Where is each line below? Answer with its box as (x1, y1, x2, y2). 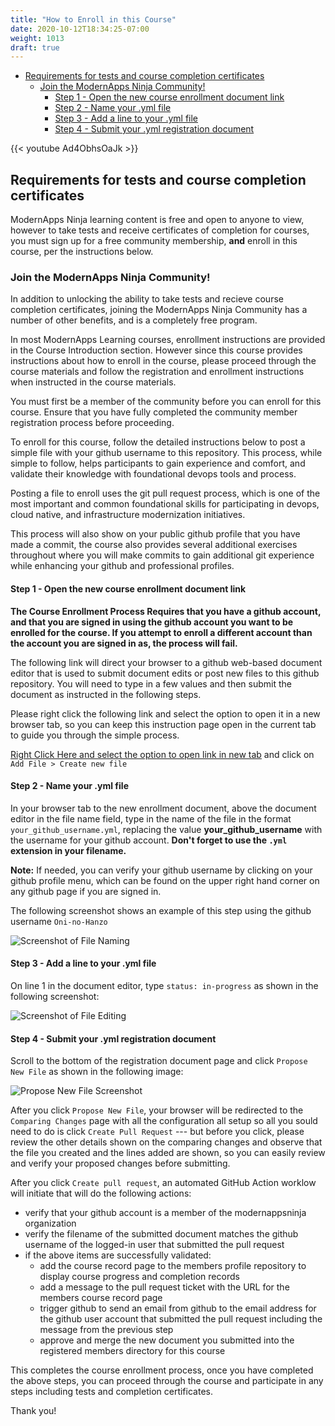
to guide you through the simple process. (10, 729, 180, 741)
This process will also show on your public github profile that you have (10, 528, 301, 540)
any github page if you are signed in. (10, 885, 162, 897)
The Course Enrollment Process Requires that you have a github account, (10, 605, 322, 617)
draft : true (10, 42, 60, 53)
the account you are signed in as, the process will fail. (10, 637, 238, 649)
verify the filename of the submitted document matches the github (24, 1228, 299, 1240)
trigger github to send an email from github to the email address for (39, 1302, 317, 1315)
